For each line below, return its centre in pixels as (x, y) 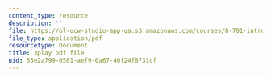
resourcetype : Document (48, 46)
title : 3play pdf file (46, 53)
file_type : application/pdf (56, 38)
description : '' (35, 23)
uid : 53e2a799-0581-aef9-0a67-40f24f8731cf (83, 61)
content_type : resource (48, 16)
